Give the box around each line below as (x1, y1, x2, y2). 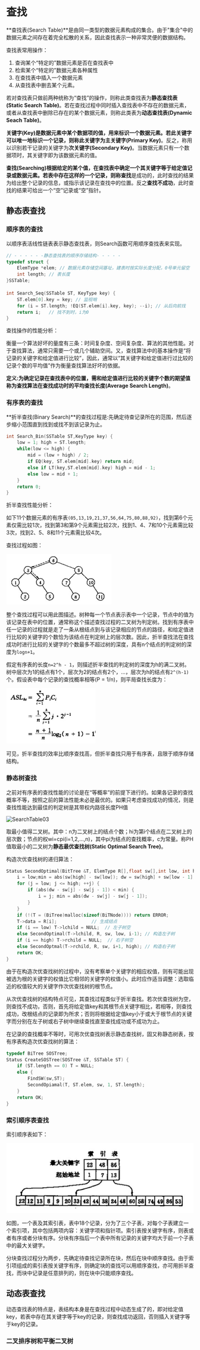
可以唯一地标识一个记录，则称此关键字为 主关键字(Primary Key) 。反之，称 (6, 137, 187, 144)
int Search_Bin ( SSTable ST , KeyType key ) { (6, 433, 113, 439)
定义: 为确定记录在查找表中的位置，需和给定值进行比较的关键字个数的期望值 (6, 375, 190, 382)
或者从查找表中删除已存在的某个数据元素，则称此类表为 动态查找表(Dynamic (6, 109, 192, 116)
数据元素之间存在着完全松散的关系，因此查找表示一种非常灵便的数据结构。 (6, 33, 189, 41)
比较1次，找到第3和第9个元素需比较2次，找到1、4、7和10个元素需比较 (21, 521, 193, 529)
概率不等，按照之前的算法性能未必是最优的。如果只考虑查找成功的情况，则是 (6, 796, 194, 803)
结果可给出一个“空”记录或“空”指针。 (16, 186, 104, 194)
